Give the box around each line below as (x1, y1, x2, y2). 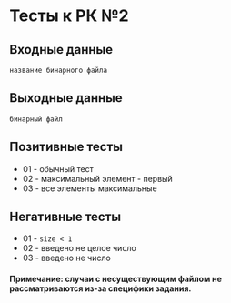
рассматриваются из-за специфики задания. (9, 283, 192, 294)
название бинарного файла (9, 66, 107, 75)
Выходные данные (9, 90, 123, 106)
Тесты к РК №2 (9, 5, 129, 26)
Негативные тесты (9, 209, 121, 225)
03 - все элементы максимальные (22, 183, 157, 194)
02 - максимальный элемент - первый (22, 173, 173, 184)
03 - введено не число (22, 252, 111, 264)
